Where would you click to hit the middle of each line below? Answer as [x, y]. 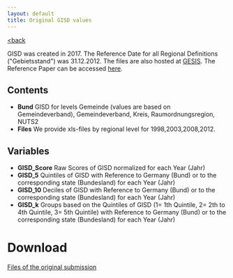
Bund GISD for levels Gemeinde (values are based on [94, 107]
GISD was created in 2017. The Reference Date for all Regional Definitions [113, 54]
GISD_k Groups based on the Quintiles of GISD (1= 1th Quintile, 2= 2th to [121, 205]
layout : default [31, 14]
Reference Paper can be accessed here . [65, 68]
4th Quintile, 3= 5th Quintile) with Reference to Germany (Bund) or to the [122, 213]
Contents [28, 90]
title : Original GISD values [50, 20]
